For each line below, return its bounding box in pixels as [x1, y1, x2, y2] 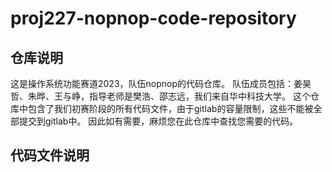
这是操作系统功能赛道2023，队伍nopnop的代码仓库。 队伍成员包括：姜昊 [10, 78, 312, 89]
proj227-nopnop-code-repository [10, 7, 297, 30]
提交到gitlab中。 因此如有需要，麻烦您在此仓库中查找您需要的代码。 [18, 115, 299, 127]
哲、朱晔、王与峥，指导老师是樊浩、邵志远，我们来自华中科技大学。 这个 [10, 90, 311, 102]
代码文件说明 [10, 147, 90, 164]
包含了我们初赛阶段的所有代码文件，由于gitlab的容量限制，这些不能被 [27, 103, 314, 114]
